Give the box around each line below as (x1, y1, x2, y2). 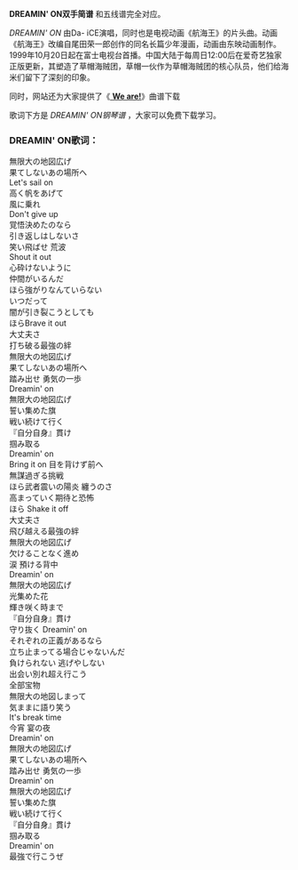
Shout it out (9, 252, 51, 262)
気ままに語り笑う (9, 702, 72, 713)
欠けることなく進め (9, 548, 80, 559)
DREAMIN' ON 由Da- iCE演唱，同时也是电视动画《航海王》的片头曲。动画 (9, 28, 278, 38)
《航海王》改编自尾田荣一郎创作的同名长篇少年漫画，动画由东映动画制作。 (9, 39, 281, 49)
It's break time (9, 712, 62, 723)
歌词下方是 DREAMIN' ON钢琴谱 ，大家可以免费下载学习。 (9, 110, 222, 120)
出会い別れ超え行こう (9, 669, 87, 680)
